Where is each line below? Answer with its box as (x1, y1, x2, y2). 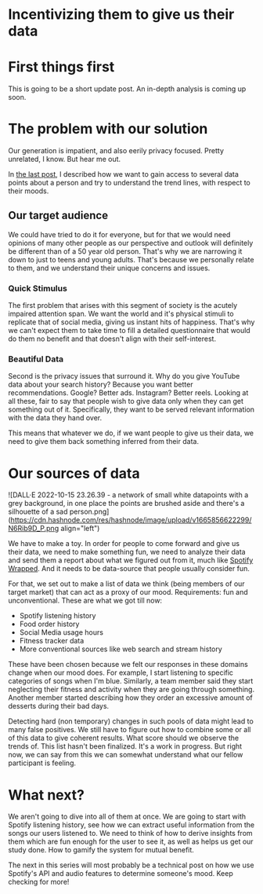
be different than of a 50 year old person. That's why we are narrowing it (8, 246, 243, 256)
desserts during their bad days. (8, 702, 110, 711)
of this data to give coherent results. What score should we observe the (8, 733, 240, 743)
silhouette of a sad (8, 507, 68, 516)
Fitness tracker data (19, 636, 85, 646)
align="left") (60, 524, 100, 533)
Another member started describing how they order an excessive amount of (8, 693, 253, 702)
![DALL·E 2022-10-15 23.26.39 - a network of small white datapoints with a (8, 490, 249, 500)
